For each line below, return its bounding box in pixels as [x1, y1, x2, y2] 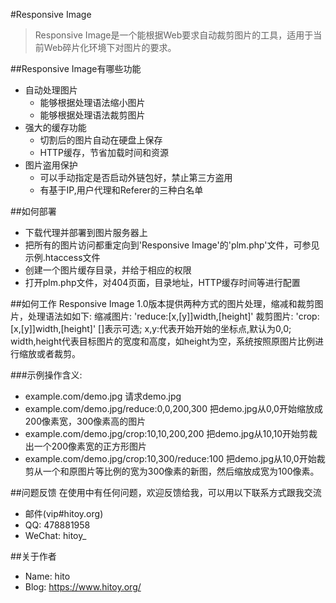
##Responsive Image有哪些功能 [10, 63, 142, 74]
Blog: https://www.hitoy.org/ [24, 581, 142, 593]
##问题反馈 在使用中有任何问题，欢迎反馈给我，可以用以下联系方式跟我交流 [10, 487, 322, 498]
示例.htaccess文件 [24, 252, 101, 263]
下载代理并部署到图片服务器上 [24, 227, 148, 238]
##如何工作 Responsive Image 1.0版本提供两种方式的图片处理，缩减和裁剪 [10, 298, 315, 309]
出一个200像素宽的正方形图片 [24, 440, 147, 452]
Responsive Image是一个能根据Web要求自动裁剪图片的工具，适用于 [34, 29, 314, 41]
